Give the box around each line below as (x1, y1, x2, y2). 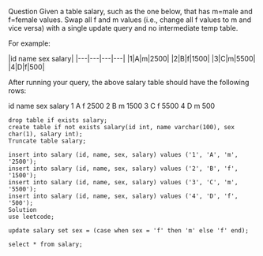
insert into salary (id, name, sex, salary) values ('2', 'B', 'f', (8, 165, 239, 173)
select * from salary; (8, 240, 83, 248)
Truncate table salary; (8, 137, 87, 145)
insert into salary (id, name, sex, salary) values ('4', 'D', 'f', (8, 192, 239, 200)
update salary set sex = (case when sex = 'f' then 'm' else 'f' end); (8, 227, 249, 235)
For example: (8, 39, 51, 48)
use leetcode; (8, 213, 55, 221)
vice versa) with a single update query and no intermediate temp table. (8, 24, 239, 32)
